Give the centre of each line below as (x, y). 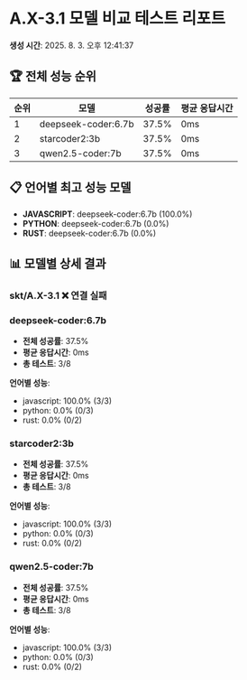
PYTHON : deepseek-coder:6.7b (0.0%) (96, 223)
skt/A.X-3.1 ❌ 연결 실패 (58, 295)
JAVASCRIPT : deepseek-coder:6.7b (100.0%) (107, 214)
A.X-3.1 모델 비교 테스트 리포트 (118, 19)
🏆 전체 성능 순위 (53, 76)
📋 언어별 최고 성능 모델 (70, 187)
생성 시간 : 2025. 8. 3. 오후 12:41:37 (72, 45)
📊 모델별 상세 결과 (58, 263)
